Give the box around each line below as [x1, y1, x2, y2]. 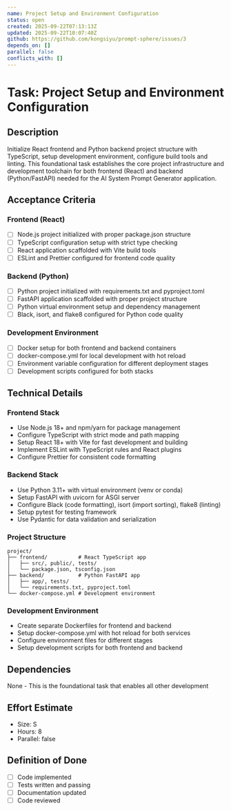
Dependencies [7, 663, 71, 675]
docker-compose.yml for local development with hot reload [17, 351, 186, 360]
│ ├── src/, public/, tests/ [7, 560, 97, 567]
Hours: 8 [17, 727, 43, 736]
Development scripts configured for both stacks [17, 366, 154, 375]
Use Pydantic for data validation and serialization [17, 515, 157, 523]
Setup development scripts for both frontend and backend [17, 643, 183, 652]
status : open [7, 17, 45, 23]
